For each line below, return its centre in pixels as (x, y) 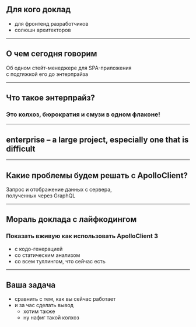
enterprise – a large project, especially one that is (97, 140)
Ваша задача (31, 285)
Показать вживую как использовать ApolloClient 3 (82, 236)
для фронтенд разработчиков (51, 23)
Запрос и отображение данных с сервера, (59, 189)
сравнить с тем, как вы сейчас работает (65, 299)
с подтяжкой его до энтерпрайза (47, 74)
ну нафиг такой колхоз (51, 318)
